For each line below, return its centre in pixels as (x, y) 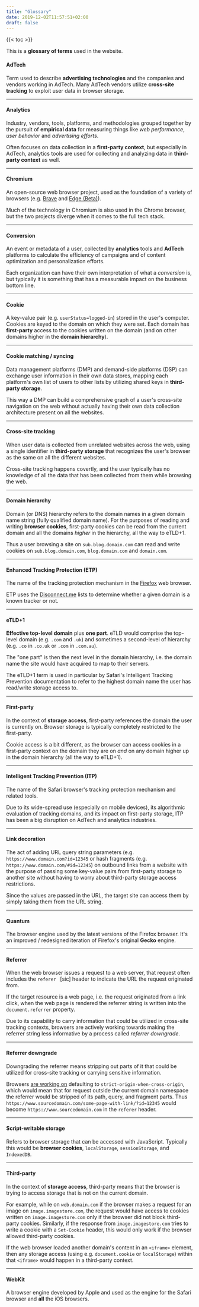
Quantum (18, 921)
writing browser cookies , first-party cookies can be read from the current (96, 526)
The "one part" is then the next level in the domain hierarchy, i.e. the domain (99, 657)
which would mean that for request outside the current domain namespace (97, 1090)
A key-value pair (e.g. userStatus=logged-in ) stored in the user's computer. (98, 318)
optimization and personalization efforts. (55, 262)
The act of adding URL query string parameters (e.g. (70, 852)
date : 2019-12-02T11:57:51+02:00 (47, 17)
